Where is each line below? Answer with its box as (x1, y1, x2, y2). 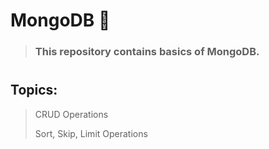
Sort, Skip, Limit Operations (34, 127, 148, 139)
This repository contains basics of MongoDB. (34, 45, 260, 59)
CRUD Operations (34, 108, 109, 120)
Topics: (10, 82, 58, 99)
